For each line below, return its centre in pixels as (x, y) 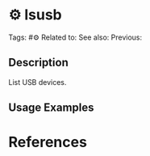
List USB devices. (37, 82)
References (48, 142)
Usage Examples (51, 108)
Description (38, 63)
